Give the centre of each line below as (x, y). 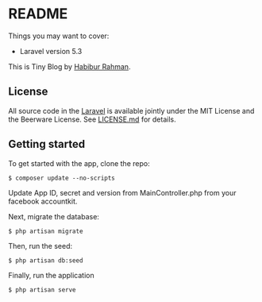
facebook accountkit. (43, 201)
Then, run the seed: (40, 246)
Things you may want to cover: (59, 36)
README (38, 14)
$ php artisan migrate (46, 231)
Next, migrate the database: (54, 216)
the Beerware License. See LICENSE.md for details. (92, 119)
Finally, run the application (51, 275)
